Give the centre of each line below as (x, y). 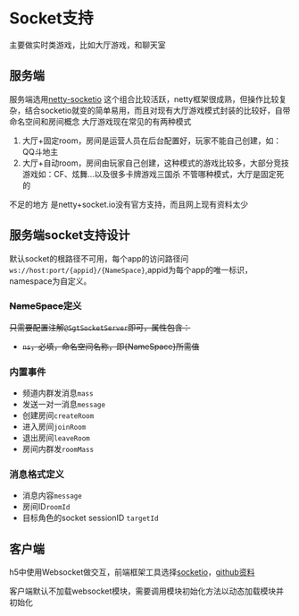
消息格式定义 (37, 475)
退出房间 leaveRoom (56, 438)
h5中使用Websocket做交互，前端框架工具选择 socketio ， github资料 (132, 572)
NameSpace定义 (46, 306)
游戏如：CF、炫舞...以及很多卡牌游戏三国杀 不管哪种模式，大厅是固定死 (153, 174)
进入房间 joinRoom (54, 427)
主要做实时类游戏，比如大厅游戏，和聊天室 (87, 45)
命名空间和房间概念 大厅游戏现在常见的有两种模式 (100, 121)
